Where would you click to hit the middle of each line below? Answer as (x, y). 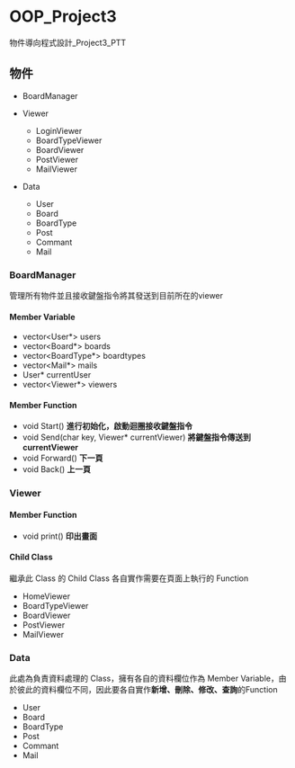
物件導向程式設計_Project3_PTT (68, 42)
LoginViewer (59, 130)
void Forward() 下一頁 (63, 458)
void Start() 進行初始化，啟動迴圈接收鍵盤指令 (107, 426)
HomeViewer (46, 596)
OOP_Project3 (63, 17)
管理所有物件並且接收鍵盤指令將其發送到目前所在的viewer (116, 296)
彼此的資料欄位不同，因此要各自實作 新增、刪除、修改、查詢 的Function (147, 690)
